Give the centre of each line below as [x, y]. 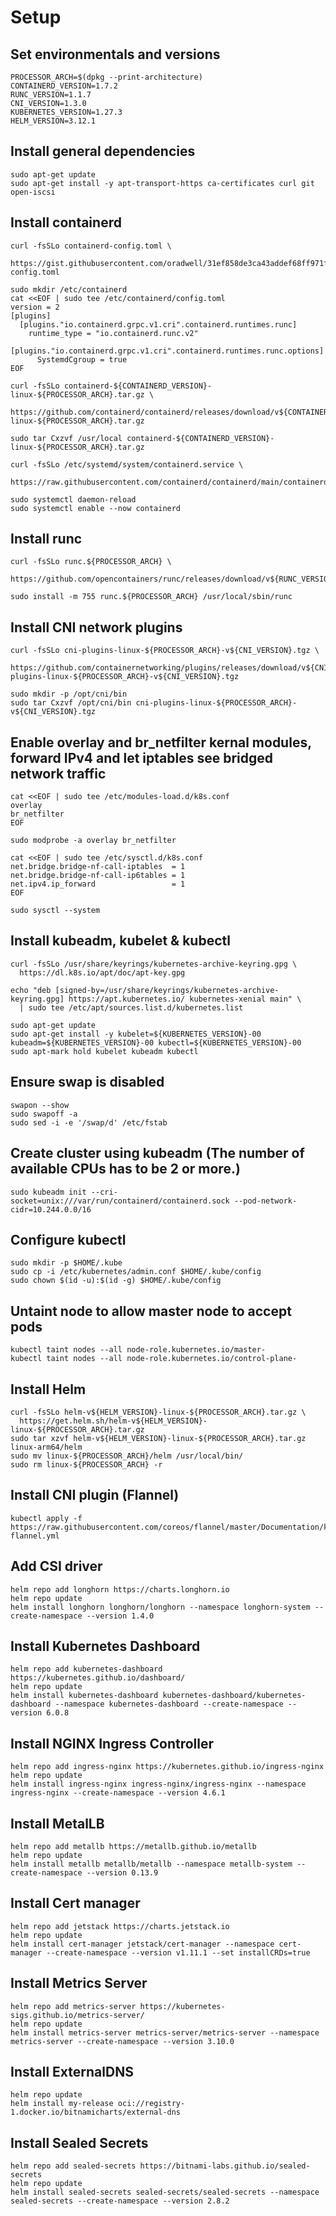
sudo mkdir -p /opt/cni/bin [69, 694]
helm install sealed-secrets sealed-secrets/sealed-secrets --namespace [165, 2192]
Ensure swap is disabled [87, 1082]
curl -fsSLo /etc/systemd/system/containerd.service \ [127, 464]
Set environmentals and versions [115, 54]
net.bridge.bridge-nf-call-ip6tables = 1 [98, 876]
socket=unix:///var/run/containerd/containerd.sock [120, 1201]
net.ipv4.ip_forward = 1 [98, 884]
